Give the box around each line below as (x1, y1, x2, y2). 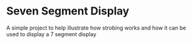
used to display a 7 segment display (6, 30, 96, 37)
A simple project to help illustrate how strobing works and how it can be (6, 24, 187, 31)
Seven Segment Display (6, 4, 130, 18)
